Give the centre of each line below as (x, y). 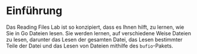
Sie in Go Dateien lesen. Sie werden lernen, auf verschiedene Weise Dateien (99, 33)
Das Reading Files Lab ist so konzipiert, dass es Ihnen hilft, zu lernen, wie (95, 27)
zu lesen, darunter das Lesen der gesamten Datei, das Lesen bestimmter (94, 39)
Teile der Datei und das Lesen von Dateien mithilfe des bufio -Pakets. (90, 46)
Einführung (34, 11)
